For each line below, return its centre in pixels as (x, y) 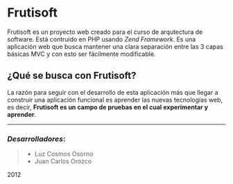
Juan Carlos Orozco (63, 161)
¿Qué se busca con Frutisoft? (72, 76)
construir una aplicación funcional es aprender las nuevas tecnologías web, (115, 100)
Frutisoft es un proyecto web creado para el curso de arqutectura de (105, 32)
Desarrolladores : (36, 138)
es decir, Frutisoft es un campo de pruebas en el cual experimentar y (108, 107)
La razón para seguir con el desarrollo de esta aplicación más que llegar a (113, 92)
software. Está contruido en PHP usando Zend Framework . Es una (102, 39)
